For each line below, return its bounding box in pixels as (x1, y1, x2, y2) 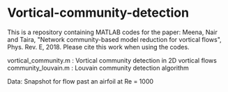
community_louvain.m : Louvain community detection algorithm (7, 63, 190, 72)
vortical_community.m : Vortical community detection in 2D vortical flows (7, 56, 218, 64)
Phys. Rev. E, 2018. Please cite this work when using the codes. (7, 43, 190, 51)
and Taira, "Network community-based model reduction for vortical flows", (7, 35, 222, 43)
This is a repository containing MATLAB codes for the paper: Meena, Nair (7, 28, 218, 36)
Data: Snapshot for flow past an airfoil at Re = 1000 (7, 77, 154, 85)
